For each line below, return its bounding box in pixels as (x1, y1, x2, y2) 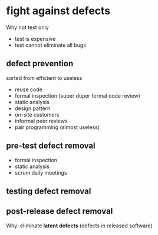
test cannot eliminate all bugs (14, 41, 87, 49)
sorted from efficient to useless (6, 74, 83, 81)
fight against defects (6, 4, 111, 18)
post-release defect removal (6, 206, 113, 217)
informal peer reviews (14, 117, 68, 124)
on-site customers (14, 111, 60, 118)
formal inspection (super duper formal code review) (14, 92, 140, 99)
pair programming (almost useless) (14, 123, 100, 131)
